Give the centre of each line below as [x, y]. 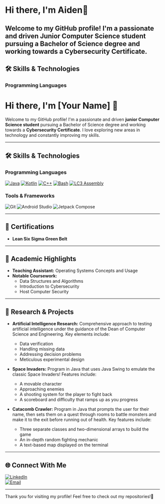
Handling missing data [42, 349]
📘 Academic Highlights [41, 259]
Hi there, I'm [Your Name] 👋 [62, 106]
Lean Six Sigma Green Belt [40, 238]
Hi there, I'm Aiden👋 [47, 10]
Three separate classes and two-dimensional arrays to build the [84, 429]
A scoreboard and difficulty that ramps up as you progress [79, 400]
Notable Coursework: [35, 276]
